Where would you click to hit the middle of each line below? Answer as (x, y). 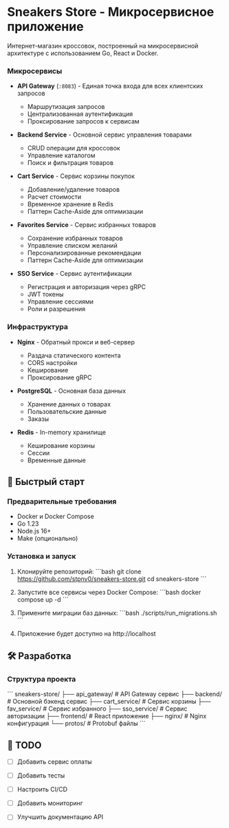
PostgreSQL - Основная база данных (71, 391)
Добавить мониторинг (50, 803)
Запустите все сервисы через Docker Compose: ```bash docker (109, 592)
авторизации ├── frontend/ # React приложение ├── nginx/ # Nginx (107, 716)
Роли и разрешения (56, 309)
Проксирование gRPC (59, 377)
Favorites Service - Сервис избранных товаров (86, 225)
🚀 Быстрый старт (46, 481)
